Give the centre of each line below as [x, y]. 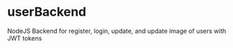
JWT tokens [24, 38]
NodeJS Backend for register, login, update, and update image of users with [117, 31]
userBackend [47, 12]
